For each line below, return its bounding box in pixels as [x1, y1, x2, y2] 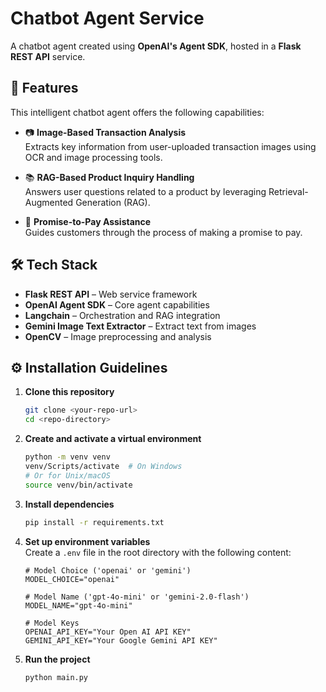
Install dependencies [24, 498, 115, 510]
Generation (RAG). [75, 196, 151, 208]
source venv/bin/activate [24, 480, 133, 490]
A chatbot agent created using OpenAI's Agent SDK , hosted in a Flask [10, 40, 302, 52]
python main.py [24, 672, 89, 682]
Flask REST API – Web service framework [24, 288, 198, 300]
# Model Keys [24, 618, 80, 628]
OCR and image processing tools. [24, 151, 163, 163]
